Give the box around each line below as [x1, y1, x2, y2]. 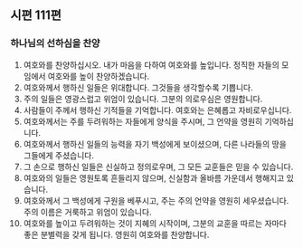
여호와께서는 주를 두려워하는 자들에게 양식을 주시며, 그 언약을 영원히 [23, 116, 263, 127]
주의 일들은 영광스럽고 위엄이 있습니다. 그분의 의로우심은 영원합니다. [23, 93, 263, 104]
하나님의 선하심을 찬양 [10, 37, 100, 50]
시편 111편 [10, 7, 62, 24]
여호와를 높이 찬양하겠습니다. [47, 71, 150, 81]
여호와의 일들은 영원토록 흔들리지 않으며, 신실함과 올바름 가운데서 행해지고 [23, 172, 285, 183]
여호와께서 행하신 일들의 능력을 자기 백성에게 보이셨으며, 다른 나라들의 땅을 [23, 138, 288, 149]
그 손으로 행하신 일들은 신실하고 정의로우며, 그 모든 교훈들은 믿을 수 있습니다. [23, 161, 294, 172]
